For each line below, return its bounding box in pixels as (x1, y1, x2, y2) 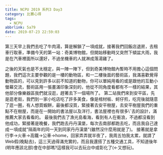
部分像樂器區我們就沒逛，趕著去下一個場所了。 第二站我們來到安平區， (9, 90, 151, 96)
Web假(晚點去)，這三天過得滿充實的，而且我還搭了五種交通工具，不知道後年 (5, 139, 158, 144)
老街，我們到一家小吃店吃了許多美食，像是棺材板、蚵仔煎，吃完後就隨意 (13, 96, 158, 102)
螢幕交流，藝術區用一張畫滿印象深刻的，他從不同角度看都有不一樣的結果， (5, 84, 154, 90)
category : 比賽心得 (5, 12, 42, 16)
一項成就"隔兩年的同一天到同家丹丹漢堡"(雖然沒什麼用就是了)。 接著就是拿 (9, 126, 158, 132)
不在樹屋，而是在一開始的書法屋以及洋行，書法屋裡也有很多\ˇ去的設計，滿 (9, 108, 157, 114)
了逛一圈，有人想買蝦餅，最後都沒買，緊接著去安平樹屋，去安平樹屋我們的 (5, 102, 154, 108)
